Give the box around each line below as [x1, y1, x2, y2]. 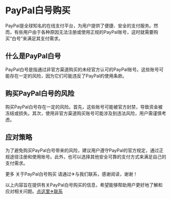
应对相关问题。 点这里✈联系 [5, 188, 63, 194]
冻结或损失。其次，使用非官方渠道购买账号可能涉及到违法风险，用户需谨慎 [5, 110, 162, 116]
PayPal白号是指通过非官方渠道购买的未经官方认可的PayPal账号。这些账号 [5, 66, 159, 72]
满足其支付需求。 [27, 35, 63, 41]
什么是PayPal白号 [5, 52, 61, 60]
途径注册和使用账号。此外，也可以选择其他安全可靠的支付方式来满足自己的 [9, 154, 166, 160]
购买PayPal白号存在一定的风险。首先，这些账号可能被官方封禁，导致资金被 [5, 103, 163, 110]
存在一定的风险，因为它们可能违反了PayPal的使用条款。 [9, 73, 127, 79]
